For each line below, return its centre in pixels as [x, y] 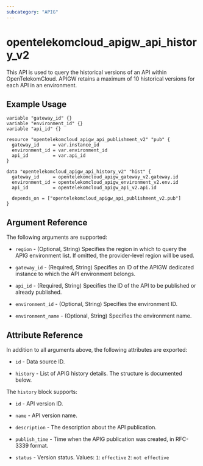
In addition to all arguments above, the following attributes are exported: [97, 350]
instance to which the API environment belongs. [75, 274]
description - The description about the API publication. [86, 427]
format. [39, 446]
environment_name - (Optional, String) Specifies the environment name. [103, 316]
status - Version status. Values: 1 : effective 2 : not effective [92, 457]
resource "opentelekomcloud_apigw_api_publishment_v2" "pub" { [88, 140]
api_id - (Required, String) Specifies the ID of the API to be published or [105, 286]
